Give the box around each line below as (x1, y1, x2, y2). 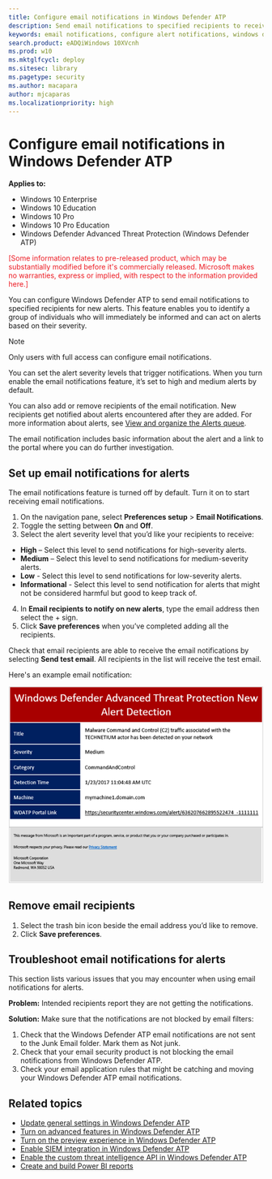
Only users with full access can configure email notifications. (8, 352, 212, 362)
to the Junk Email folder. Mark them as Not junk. (19, 1039, 181, 1048)
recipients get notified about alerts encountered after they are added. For (8, 410, 253, 420)
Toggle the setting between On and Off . (19, 520, 154, 531)
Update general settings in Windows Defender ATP (19, 1118, 190, 1128)
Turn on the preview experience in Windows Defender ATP (19, 1135, 216, 1145)
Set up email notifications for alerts (8, 466, 190, 480)
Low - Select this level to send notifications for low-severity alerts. (19, 571, 242, 581)
